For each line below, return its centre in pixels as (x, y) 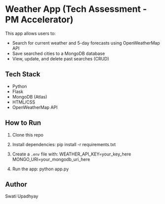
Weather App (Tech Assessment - (76, 9)
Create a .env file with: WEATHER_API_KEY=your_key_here (72, 154)
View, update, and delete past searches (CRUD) (61, 58)
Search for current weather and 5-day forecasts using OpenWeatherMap (86, 43)
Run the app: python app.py (40, 169)
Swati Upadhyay (22, 196)
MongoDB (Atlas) (30, 97)
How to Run (23, 123)
